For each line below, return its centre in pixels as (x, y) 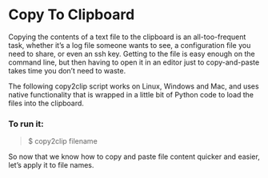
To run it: (26, 124)
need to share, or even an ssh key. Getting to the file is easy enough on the (132, 53)
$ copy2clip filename (62, 141)
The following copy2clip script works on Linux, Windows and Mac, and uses (134, 86)
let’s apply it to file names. (51, 165)
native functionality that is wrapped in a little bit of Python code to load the (131, 94)
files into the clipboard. (46, 103)
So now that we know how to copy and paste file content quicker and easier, (134, 156)
